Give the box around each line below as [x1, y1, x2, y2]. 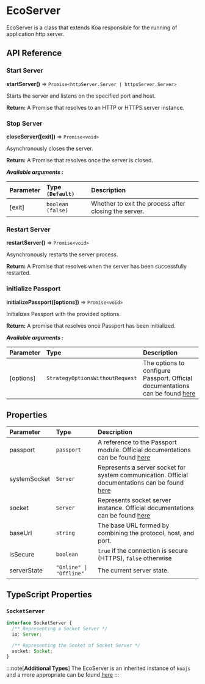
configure [143, 366, 171, 375]
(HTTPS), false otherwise [97, 554, 172, 563]
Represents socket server [97, 496, 171, 505]
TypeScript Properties [6, 589, 93, 600]
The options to [143, 358, 185, 367]
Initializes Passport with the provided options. [6, 310, 121, 317]
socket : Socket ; [12, 648, 53, 654]
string [56, 530, 75, 537]
